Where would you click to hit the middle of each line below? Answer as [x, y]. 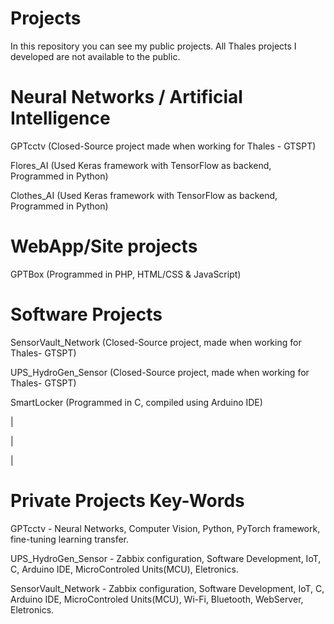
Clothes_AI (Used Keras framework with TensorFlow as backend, [144, 195]
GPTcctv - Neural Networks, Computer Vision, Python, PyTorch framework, [165, 528]
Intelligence [60, 118]
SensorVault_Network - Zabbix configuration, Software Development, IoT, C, [167, 588]
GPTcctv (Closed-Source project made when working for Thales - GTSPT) [163, 146]
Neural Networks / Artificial [126, 97]
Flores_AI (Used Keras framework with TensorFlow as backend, [141, 165]
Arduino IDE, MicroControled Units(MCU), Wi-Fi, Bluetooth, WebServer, [157, 599]
